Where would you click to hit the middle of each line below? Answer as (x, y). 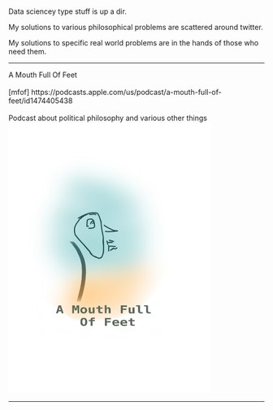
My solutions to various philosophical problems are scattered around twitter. (136, 27)
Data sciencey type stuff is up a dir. (68, 11)
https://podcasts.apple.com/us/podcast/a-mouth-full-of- (126, 92)
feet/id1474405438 (41, 101)
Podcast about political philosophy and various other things (108, 118)
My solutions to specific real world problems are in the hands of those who (134, 43)
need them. (28, 52)
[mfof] (19, 92)
